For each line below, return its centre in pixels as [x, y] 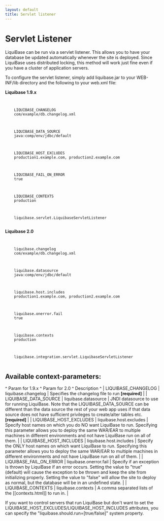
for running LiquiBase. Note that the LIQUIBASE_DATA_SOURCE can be [77, 404]
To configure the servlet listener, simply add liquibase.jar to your [70, 77]
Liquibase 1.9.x [21, 92]
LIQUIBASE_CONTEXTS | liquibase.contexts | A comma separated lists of [79, 488]
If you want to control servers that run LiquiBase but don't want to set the [79, 503]
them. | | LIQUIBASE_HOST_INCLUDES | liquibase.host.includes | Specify [79, 441]
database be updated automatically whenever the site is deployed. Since [79, 58]
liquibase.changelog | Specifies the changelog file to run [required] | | [76, 394]
